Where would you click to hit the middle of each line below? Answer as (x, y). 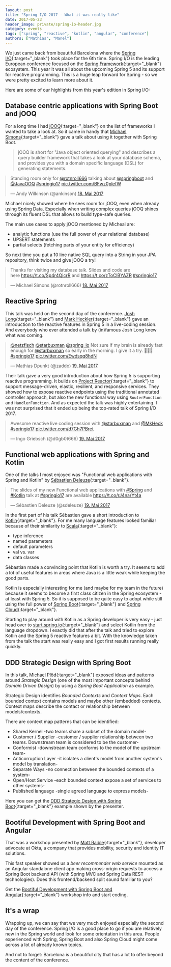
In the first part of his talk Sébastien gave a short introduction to (72, 515)
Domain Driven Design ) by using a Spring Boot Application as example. (80, 686)
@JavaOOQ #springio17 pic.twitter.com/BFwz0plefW (66, 183)
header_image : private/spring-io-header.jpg (53, 24)
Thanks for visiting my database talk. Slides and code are (70, 270)
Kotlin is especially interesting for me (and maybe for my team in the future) (84, 588)
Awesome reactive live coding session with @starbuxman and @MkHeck (87, 423)
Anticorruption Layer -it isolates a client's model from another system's (87, 759)
